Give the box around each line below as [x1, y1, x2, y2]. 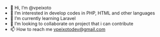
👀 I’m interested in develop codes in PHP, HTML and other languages [10, 10, 155, 16]
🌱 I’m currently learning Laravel [10, 15, 76, 21]
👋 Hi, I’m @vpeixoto [10, 5, 52, 10]
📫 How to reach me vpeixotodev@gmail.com [10, 26, 105, 32]
